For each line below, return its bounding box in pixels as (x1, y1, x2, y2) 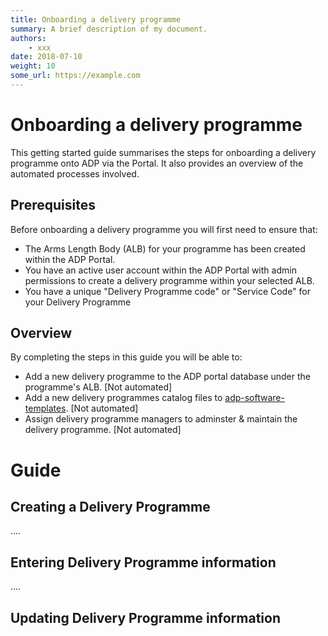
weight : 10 (10, 61, 56, 71)
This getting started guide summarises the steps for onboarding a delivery (10, 146, 317, 158)
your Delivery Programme (24, 296, 132, 308)
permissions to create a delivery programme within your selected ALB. (24, 274, 315, 286)
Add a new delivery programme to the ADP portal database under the (24, 371, 312, 383)
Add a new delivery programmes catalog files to (24, 392, 223, 404)
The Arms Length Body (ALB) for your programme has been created (24, 242, 306, 255)
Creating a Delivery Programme (10, 499, 211, 516)
